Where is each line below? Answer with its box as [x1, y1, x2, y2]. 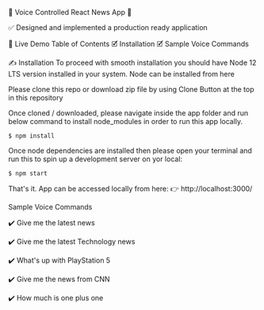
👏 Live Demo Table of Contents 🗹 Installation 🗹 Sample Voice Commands [8, 40, 250, 48]
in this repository [8, 93, 63, 102]
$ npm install [8, 132, 55, 140]
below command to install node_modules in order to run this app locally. [8, 117, 243, 126]
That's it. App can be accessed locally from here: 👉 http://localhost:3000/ [8, 184, 253, 193]
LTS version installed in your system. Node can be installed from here [8, 70, 235, 78]
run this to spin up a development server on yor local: [8, 154, 183, 164]
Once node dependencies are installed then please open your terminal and [8, 146, 252, 155]
